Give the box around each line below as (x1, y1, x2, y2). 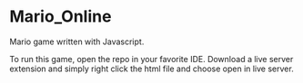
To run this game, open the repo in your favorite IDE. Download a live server (9, 53, 294, 64)
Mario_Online (9, 6, 112, 27)
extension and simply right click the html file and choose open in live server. (9, 63, 294, 74)
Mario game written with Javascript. (9, 36, 145, 47)
